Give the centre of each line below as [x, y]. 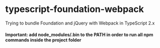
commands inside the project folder [43, 40]
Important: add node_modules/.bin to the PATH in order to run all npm [79, 34]
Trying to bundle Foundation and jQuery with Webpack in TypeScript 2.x [80, 23]
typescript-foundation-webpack [75, 9]
